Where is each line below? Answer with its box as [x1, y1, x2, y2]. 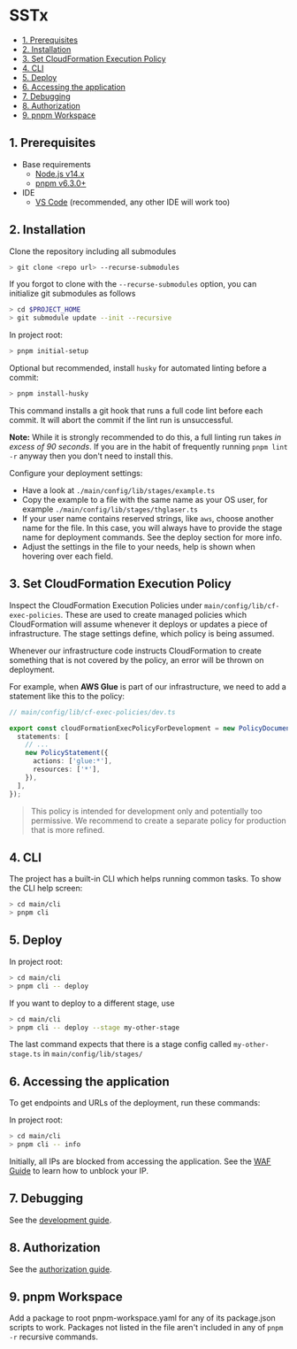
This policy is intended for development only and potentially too [30, 806, 263, 816]
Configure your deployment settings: [9, 467, 143, 478]
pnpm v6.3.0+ [34, 178, 87, 189]
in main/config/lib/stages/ [42, 1048, 143, 1059]
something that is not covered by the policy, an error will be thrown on [9, 654, 264, 665]
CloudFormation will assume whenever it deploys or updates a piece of [9, 619, 268, 629]
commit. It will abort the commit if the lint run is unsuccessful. [9, 414, 234, 425]
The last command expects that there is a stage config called [9, 1039, 232, 1050]
